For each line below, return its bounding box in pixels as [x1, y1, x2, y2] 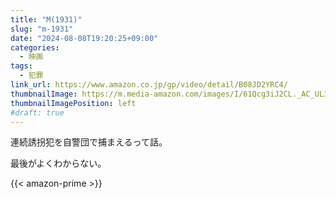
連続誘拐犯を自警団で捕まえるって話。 [10, 136, 168, 148]
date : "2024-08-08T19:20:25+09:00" [10, 33, 159, 43]
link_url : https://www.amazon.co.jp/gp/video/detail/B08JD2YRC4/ [10, 80, 288, 90]
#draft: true [10, 107, 65, 118]
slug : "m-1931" [10, 24, 74, 34]
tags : [10, 61, 33, 71]
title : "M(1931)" [10, 14, 83, 25]
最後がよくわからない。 [10, 157, 107, 170]
